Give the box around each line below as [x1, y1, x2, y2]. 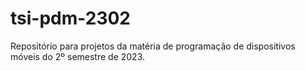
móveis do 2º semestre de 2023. [10, 50, 146, 62]
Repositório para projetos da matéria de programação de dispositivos [10, 40, 296, 52]
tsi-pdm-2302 [10, 7, 131, 30]
